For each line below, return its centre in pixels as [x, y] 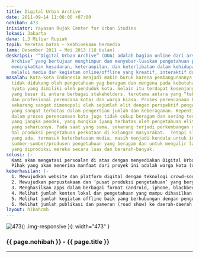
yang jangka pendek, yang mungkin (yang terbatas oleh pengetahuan [97, 122]
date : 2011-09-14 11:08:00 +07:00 [49, 17]
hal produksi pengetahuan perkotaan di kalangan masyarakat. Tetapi [99, 133]
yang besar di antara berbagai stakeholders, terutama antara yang [97, 94]
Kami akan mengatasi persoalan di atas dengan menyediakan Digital [97, 160]
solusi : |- [20, 154]
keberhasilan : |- [28, 171]
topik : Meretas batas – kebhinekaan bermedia [63, 45]
